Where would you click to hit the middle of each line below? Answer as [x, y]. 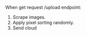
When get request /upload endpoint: [43, 7]
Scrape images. [29, 17]
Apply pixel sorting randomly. [44, 23]
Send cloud [25, 28]
